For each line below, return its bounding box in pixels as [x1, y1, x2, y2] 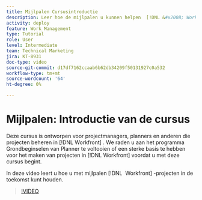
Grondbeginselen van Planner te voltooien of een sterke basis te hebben [6, 145, 186, 152]
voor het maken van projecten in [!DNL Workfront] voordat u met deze [6, 151, 180, 159]
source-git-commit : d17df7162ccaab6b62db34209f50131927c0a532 [6, 64, 165, 71]
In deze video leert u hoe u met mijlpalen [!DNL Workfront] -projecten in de [6, 169, 194, 177]
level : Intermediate [6, 43, 58, 49]
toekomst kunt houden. [6, 175, 64, 183]
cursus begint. [6, 157, 42, 165]
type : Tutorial [6, 31, 44, 37]
